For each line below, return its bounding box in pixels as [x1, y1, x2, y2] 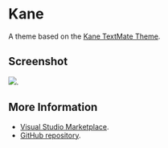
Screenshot [8, 55, 68, 68]
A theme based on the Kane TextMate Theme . [8, 31, 161, 41]
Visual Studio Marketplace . [19, 121, 109, 131]
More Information [8, 101, 98, 114]
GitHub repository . [19, 130, 81, 140]
